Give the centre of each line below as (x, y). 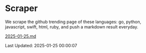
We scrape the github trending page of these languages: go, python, (73, 22)
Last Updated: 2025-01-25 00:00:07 (41, 45)
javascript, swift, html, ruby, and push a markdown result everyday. (72, 26)
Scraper (21, 8)
